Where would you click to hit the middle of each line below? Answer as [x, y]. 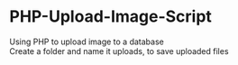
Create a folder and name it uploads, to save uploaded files [119, 51]
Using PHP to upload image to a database [87, 42]
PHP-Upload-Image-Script [110, 17]
